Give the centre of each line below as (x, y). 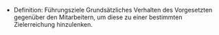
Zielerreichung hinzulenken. (53, 24)
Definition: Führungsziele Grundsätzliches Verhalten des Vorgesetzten (113, 10)
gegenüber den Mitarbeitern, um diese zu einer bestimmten (98, 17)
